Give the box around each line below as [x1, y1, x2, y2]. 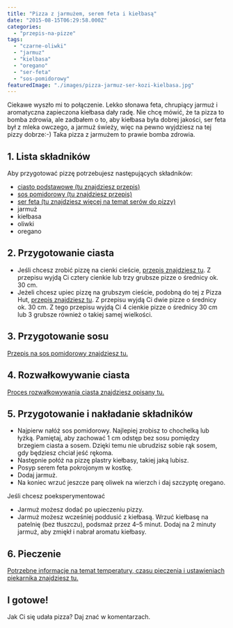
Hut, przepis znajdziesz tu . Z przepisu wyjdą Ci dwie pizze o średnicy [17, 295, 217, 304]
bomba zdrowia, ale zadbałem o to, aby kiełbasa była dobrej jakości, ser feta [7, 116, 226, 124]
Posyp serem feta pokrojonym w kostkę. [17, 463, 133, 472]
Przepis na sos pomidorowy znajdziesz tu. [7, 349, 129, 357]
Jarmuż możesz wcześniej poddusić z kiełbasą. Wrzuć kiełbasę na [17, 513, 209, 521]
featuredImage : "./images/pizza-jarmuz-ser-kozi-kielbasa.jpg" [7, 82, 195, 89]
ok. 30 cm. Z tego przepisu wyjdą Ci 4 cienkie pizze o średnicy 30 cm [17, 303, 218, 311]
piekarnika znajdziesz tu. [7, 574, 79, 583]
